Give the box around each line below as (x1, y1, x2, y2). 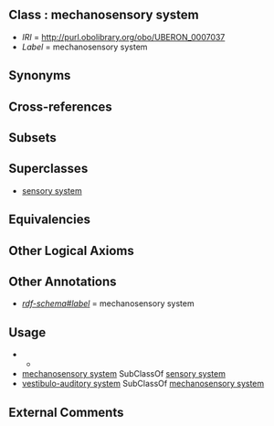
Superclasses (8, 161, 89, 176)
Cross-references (8, 99, 113, 114)
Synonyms (8, 68, 71, 83)
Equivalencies (8, 212, 90, 228)
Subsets (8, 130, 57, 145)
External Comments (8, 404, 124, 420)
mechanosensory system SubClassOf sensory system (21, 368, 226, 379)
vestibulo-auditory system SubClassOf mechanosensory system (21, 378, 265, 389)
